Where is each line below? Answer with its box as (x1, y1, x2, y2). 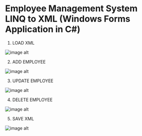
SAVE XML (12, 115, 34, 121)
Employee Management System (5, 3, 138, 14)
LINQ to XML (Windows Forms (5, 13, 131, 24)
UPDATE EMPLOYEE (12, 78, 54, 84)
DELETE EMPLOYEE (12, 96, 53, 103)
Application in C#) (5, 24, 81, 35)
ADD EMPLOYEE (12, 59, 46, 65)
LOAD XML (12, 40, 35, 45)
